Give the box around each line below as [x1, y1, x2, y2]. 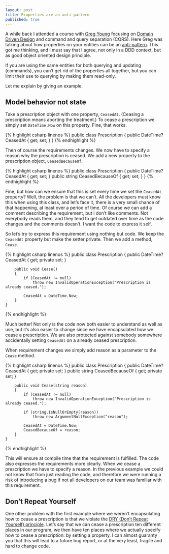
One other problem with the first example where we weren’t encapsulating [5, 511, 161, 516]
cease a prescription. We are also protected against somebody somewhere [5, 332, 162, 338]
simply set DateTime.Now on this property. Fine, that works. [5, 122, 127, 128]
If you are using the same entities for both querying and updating [5, 62, 141, 69]
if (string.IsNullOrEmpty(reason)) [23, 410, 99, 415]
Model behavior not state [5, 98, 86, 106]
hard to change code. [5, 543, 50, 549]
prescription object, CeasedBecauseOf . [5, 158, 83, 164]
